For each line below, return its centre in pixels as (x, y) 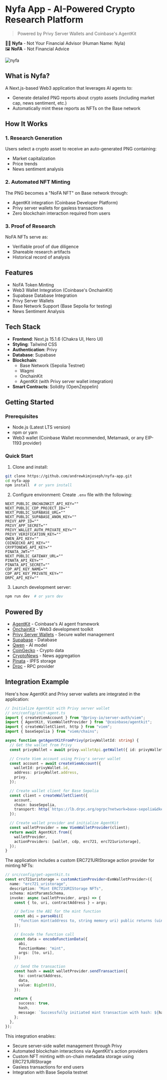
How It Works (27, 124)
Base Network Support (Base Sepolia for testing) (62, 306)
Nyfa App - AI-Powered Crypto (70, 9)
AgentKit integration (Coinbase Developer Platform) (65, 202)
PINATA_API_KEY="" (24, 561)
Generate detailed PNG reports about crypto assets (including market (83, 98)
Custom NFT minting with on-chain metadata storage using (73, 1056)
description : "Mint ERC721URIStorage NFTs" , (56, 888)
